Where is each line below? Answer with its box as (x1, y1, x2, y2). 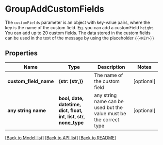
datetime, (58, 101, 81, 108)
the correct (94, 116, 120, 123)
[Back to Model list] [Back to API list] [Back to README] (5, 135, 116, 141)
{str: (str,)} (58, 78, 83, 85)
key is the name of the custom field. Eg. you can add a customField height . (5, 24, 155, 30)
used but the (94, 104, 123, 110)
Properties (5, 49, 38, 57)
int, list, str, (58, 113, 85, 120)
